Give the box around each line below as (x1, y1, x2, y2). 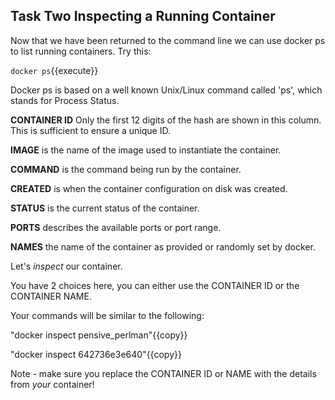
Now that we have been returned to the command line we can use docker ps (10, 34, 326, 46)
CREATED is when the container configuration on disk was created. (10, 182, 288, 194)
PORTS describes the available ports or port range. (10, 221, 222, 233)
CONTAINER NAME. (10, 290, 92, 302)
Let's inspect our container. (10, 260, 123, 272)
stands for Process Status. (10, 94, 120, 106)
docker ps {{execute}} (10, 64, 99, 76)
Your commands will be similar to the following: (10, 309, 205, 321)
